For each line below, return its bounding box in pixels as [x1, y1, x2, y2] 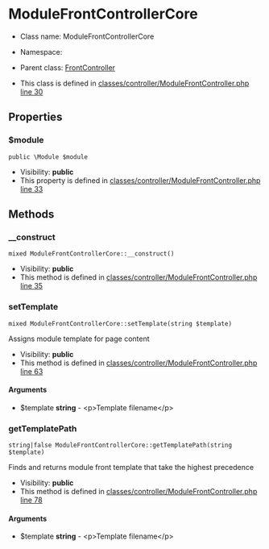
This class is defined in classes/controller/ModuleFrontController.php [19, 78, 250, 88]
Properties [8, 110, 63, 124]
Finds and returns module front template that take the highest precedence [8, 463, 255, 472]
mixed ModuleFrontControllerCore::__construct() [8, 250, 175, 258]
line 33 [19, 184, 43, 193]
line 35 [19, 281, 43, 291]
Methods [8, 207, 55, 222]
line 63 [19, 366, 43, 376]
